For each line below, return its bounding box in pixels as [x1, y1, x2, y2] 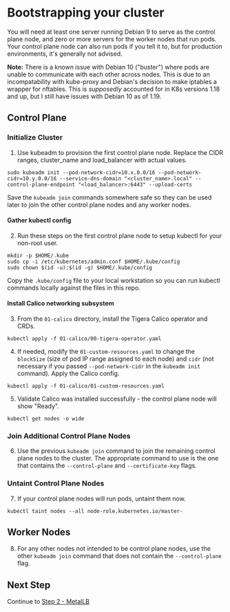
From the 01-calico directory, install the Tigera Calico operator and [17, 315, 208, 323]
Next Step [7, 579, 51, 591]
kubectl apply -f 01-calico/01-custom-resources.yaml [7, 383, 165, 390]
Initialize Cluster [7, 133, 63, 143]
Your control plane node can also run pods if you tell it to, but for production [7, 42, 222, 50]
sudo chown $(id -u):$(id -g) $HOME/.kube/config [7, 264, 153, 271]
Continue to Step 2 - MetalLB [7, 598, 90, 606]
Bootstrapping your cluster [7, 5, 165, 21]
